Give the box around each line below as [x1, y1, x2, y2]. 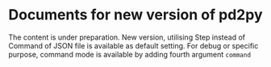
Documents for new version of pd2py [8, 6, 263, 24]
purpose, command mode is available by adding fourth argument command [8, 49, 252, 59]
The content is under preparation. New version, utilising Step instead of [8, 32, 246, 42]
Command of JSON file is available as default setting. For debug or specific [8, 40, 259, 50]
